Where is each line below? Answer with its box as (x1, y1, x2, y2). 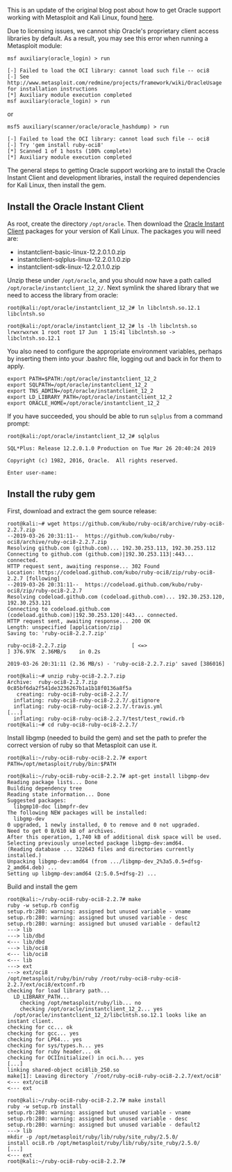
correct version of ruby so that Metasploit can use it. (7, 741, 158, 749)
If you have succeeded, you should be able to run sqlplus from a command (7, 412, 223, 420)
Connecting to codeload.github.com (7, 605, 110, 612)
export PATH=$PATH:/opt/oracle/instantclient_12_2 (7, 375, 157, 382)
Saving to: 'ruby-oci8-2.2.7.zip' (7, 630, 108, 636)
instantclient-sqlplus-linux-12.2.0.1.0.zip (17, 255, 131, 263)
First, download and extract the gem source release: (7, 506, 157, 515)
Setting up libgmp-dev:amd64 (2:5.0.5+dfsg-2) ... (7, 870, 157, 877)
